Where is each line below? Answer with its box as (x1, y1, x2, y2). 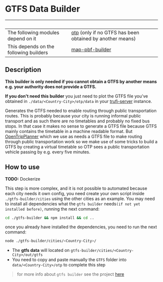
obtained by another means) (71, 35, 136, 42)
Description (5, 66, 41, 74)
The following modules (7, 29, 60, 36)
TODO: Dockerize (5, 176, 40, 182)
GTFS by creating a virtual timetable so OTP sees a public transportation (5, 144, 149, 149)
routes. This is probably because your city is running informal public (5, 113, 141, 118)
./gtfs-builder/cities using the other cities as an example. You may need (5, 196, 155, 201)
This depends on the (7, 43, 55, 50)
